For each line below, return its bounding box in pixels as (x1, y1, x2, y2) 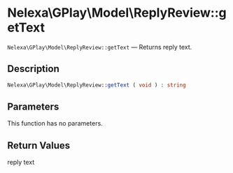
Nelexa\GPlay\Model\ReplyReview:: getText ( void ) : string (7, 82, 187, 89)
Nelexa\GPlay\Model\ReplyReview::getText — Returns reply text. (7, 43, 192, 51)
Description (7, 63, 59, 75)
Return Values (7, 140, 71, 151)
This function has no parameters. (7, 119, 103, 128)
